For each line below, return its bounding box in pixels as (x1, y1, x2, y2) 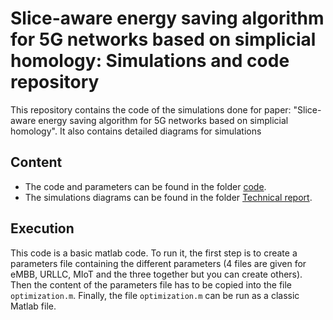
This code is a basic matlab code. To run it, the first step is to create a (10, 247, 298, 259)
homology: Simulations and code (10, 50, 290, 72)
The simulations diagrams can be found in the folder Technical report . (24, 191, 313, 203)
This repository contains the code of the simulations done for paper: (10, 103, 292, 116)
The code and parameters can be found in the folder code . (24, 180, 267, 192)
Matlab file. (10, 300, 57, 312)
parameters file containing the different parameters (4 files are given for (10, 257, 307, 269)
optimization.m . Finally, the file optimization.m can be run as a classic (10, 289, 300, 301)
